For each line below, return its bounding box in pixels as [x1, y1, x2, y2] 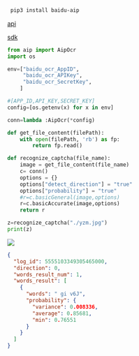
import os [7, 53, 36, 60]
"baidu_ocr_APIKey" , [22, 72, 82, 79]
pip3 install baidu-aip [10, 6, 80, 14]
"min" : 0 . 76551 [32, 316, 77, 323]
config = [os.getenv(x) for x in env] [7, 104, 114, 111]
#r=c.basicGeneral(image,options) [20, 193, 120, 201]
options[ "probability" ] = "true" [20, 187, 117, 194]
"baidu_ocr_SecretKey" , [22, 78, 92, 86]
